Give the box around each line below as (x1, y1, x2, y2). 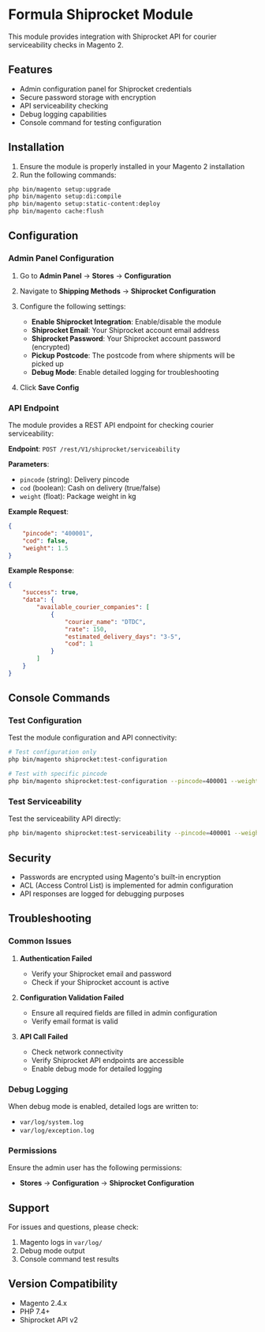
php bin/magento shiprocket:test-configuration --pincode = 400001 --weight (8, 778, 259, 785)
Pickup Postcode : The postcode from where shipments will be (31, 350, 235, 360)
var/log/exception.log (19, 1126, 95, 1134)
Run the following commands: (19, 170, 117, 180)
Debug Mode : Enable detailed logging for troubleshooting (31, 367, 219, 377)
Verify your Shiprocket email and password (31, 969, 172, 978)
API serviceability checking (19, 100, 109, 110)
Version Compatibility (8, 1277, 118, 1291)
